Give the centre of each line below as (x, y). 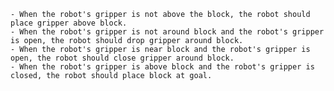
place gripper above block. (69, 23)
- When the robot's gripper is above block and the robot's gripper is (162, 67)
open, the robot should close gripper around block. (122, 58)
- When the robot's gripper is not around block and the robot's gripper (167, 32)
